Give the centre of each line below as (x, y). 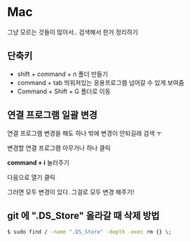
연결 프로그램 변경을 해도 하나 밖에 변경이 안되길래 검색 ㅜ (85, 133)
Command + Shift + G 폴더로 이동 (64, 91)
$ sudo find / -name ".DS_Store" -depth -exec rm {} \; (89, 232)
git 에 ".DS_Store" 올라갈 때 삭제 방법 (83, 215)
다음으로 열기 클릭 (31, 177)
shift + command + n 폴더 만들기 (63, 74)
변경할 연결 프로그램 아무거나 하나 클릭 (59, 148)
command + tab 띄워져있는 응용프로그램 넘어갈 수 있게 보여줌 (101, 82)
